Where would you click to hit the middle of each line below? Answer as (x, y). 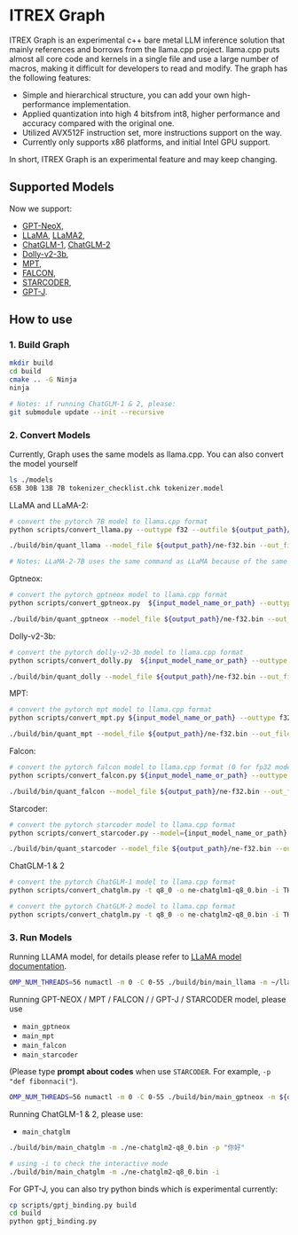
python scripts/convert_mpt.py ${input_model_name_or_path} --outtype (142, 718)
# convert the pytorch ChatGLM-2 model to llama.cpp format (123, 907)
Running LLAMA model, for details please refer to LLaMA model (125, 957)
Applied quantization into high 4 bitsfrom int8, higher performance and (151, 114)
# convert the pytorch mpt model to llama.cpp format (111, 710)
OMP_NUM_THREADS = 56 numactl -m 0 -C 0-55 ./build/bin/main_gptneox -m (142, 1097)
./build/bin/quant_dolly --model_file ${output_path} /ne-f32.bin (132, 676)
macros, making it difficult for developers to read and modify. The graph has (149, 68)
